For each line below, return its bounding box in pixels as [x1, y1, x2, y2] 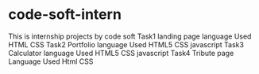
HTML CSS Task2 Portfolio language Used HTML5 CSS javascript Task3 [8, 39, 245, 49]
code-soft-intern [8, 6, 122, 24]
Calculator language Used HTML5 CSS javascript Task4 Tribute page [8, 48, 234, 57]
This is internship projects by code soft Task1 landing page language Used [8, 31, 252, 41]
